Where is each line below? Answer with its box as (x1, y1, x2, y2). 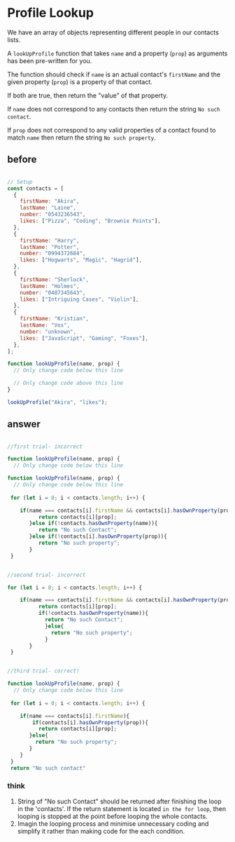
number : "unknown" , (20, 328, 77, 335)
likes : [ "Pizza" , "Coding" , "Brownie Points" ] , (20, 217, 161, 224)
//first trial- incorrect (7, 443, 83, 450)
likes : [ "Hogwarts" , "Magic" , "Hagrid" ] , (20, 257, 142, 264)
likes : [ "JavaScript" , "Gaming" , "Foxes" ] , (20, 334, 149, 341)
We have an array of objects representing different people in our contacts (7, 28, 219, 36)
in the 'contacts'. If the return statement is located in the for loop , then (17, 804, 226, 813)
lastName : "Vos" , (20, 322, 71, 329)
